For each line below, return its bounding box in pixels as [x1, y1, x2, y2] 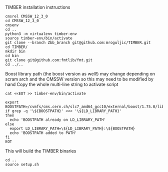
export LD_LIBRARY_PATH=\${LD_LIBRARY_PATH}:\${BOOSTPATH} [9, 126, 135, 131]
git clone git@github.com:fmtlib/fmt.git [5, 57, 93, 62]
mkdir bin [5, 49, 26, 54]
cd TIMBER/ [5, 44, 28, 49]
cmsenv [5, 22, 19, 27]
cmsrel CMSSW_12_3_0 [5, 14, 48, 19]
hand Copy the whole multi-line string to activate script [5, 81, 118, 87]
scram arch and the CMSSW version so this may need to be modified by [5, 76, 154, 82]
